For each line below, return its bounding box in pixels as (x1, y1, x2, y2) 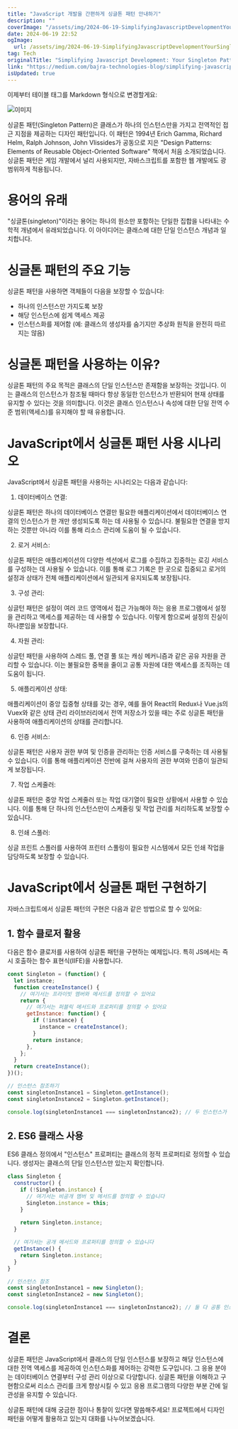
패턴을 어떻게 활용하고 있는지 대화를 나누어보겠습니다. (7, 1414, 155, 1423)
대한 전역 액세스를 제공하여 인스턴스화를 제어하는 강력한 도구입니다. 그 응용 (7, 1364, 214, 1372)
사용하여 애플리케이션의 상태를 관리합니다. (7, 718, 123, 726)
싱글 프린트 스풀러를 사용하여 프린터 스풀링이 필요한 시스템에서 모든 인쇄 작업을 (7, 843, 225, 852)
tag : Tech (7, 50, 37, 58)
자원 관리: (17, 637, 45, 645)
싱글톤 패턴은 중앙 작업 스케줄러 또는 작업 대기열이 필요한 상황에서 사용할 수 (7, 796, 215, 804)
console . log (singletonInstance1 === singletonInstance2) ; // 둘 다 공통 (7, 1304, 221, 1311)
